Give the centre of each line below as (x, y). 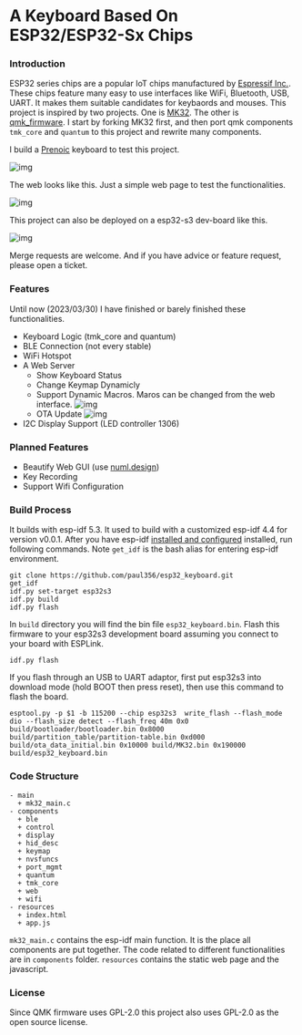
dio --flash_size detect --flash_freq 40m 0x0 (99, 721)
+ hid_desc (38, 843)
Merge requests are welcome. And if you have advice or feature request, (146, 255)
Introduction (37, 64)
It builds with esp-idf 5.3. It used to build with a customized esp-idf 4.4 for (149, 530)
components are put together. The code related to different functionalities (147, 949)
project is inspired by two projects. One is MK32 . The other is (124, 113)
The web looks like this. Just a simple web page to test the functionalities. (148, 185)
